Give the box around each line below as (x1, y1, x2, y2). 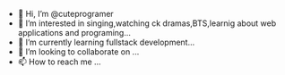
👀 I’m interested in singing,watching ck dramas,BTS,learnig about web (17, 18, 277, 29)
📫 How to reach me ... (17, 56, 101, 67)
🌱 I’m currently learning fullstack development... (17, 37, 195, 47)
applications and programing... (17, 28, 132, 37)
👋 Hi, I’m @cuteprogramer (17, 9, 114, 19)
